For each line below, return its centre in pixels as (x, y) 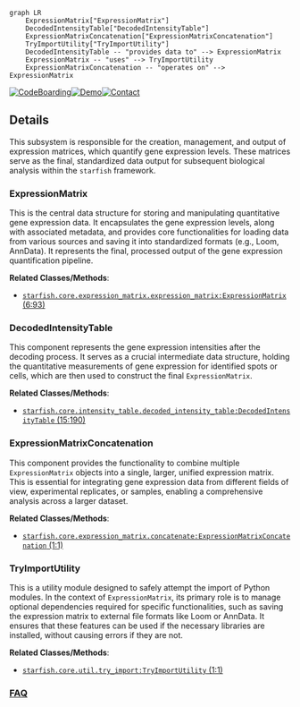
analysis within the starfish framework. (83, 170)
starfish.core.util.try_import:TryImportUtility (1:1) (122, 670)
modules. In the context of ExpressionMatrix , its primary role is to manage (145, 597)
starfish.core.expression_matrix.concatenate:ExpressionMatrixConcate (156, 536)
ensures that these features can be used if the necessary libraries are (137, 626)
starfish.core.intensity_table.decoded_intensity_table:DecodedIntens (156, 412)
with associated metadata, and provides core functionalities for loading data (149, 232)
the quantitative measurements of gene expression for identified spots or (144, 366)
